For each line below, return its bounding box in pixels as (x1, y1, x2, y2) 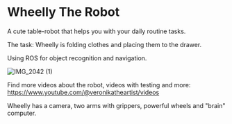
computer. (7, 109, 37, 117)
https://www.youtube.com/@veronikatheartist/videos (7, 88, 160, 96)
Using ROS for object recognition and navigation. (7, 53, 147, 62)
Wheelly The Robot (7, 4, 120, 20)
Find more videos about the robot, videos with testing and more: (7, 80, 191, 89)
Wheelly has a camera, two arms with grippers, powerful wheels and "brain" (7, 101, 226, 109)
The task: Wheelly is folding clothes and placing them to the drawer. (7, 40, 202, 48)
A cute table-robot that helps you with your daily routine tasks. (7, 27, 186, 35)
